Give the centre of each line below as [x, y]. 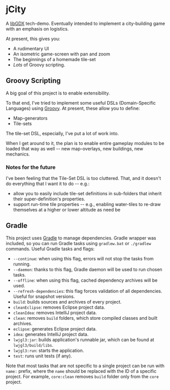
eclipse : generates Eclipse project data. [55, 328]
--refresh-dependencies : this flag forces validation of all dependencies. [88, 291]
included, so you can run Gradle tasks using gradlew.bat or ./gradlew [78, 243]
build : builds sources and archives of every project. [67, 302]
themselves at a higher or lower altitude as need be [67, 210]
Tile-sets [22, 124]
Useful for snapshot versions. [44, 296]
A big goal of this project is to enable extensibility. [58, 93]
